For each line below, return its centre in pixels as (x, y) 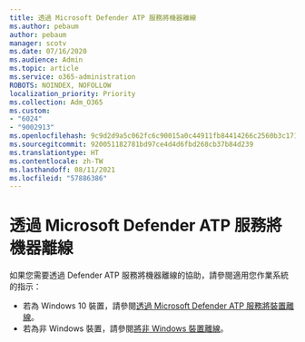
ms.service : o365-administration (73, 77)
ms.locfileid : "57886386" (58, 178)
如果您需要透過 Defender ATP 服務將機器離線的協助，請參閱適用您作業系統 (149, 275)
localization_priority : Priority (73, 93)
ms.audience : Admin (46, 60)
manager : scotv (38, 43)
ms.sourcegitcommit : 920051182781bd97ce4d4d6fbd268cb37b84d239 (132, 144)
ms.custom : (30, 111)
